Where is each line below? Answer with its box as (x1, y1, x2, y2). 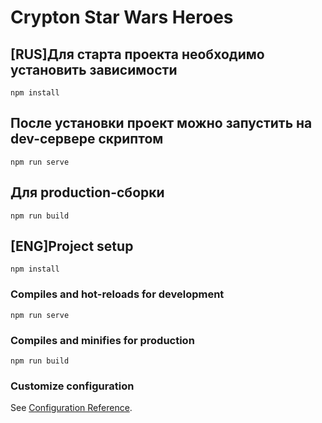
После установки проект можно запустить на (10, 115, 313, 132)
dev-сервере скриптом (10, 131, 164, 148)
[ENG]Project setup (10, 238, 134, 255)
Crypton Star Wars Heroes (10, 6, 234, 29)
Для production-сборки (10, 184, 165, 201)
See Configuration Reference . (10, 402, 133, 414)
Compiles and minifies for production (10, 333, 195, 347)
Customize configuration (10, 379, 135, 393)
